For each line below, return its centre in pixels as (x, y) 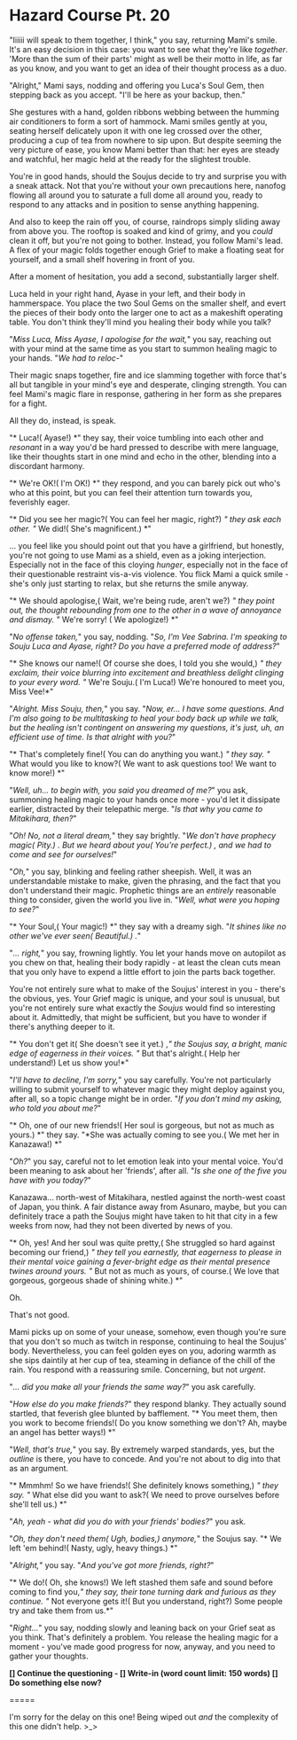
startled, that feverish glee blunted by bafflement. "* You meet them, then (143, 1413)
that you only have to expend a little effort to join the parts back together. (143, 971)
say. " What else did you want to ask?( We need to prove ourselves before (145, 1494)
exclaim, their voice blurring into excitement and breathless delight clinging (147, 672)
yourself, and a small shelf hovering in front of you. (102, 259)
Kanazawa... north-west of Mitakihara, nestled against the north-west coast (147, 1197)
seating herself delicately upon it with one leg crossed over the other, (136, 130)
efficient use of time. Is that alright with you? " (93, 737)
